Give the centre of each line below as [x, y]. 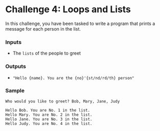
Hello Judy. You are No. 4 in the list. [49, 123]
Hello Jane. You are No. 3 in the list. [49, 119]
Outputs [16, 66]
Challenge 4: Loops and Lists [68, 9]
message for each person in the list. [43, 29]
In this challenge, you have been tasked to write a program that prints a [80, 23]
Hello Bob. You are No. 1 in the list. [48, 110]
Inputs [14, 42]
